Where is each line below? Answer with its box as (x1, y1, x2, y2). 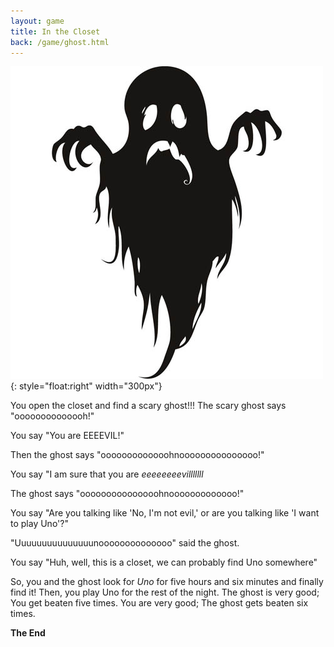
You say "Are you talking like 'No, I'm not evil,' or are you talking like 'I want (10, 507, 320, 519)
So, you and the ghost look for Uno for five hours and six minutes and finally (10, 576, 324, 588)
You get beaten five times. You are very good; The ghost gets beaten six (10, 597, 309, 609)
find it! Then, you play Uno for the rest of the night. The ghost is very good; (10, 586, 320, 599)
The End (10, 627, 46, 639)
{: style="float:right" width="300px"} (10, 380, 163, 392)
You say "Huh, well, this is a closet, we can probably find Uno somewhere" (10, 556, 318, 569)
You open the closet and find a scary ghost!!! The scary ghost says (10, 400, 287, 412)
